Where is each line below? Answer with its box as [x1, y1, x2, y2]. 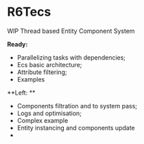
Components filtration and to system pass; [16, 101, 138, 110]
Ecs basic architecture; [16, 60, 82, 69]
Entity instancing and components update [16, 123, 135, 132]
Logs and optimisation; [16, 109, 82, 117]
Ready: [7, 40, 28, 48]
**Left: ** [7, 88, 36, 97]
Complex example [16, 116, 69, 124]
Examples [16, 75, 45, 83]
